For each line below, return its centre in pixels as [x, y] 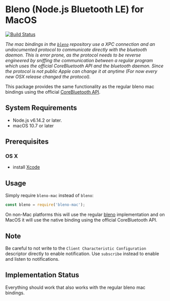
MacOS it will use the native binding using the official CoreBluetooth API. [81, 220]
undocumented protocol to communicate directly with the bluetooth [76, 49]
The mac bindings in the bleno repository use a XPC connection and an [80, 44]
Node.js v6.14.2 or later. [37, 120]
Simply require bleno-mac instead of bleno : [49, 196]
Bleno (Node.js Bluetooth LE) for [75, 9]
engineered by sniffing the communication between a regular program [79, 60]
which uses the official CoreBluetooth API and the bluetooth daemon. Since [84, 66]
